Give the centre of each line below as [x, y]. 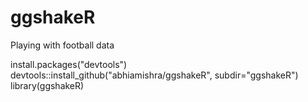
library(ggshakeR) [47, 85]
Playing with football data [62, 45]
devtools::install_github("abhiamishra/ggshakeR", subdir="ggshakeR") [154, 75]
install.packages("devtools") [69, 64]
